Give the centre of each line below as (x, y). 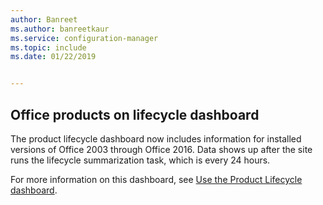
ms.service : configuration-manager (84, 38)
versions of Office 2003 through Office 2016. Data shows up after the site (161, 149)
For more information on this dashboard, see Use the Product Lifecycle (156, 179)
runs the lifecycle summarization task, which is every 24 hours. (140, 160)
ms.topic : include (48, 47)
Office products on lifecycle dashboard (135, 114)
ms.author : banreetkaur (60, 29)
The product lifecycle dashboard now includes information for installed (156, 138)
